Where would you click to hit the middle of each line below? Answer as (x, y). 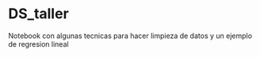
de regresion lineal (38, 44)
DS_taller (38, 14)
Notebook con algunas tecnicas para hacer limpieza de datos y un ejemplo (130, 36)
